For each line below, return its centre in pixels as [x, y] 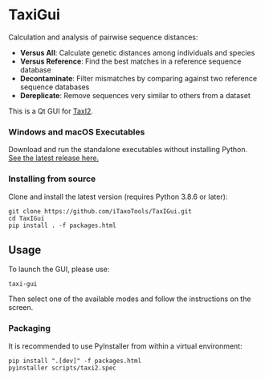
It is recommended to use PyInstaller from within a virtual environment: [125, 346]
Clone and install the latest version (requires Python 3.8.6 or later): [118, 196]
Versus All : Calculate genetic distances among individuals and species [137, 52]
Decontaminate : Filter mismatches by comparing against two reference [139, 78]
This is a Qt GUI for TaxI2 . [51, 111]
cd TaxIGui [26, 218]
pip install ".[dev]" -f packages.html [75, 361]
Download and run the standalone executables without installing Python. [128, 150]
